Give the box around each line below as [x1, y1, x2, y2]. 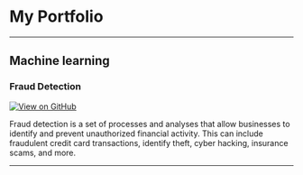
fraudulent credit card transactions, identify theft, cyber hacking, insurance [9, 137, 289, 148]
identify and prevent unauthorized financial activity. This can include [9, 128, 264, 139]
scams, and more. [9, 147, 77, 158]
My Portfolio [9, 6, 104, 27]
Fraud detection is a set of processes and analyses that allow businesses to [9, 118, 290, 129]
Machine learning [9, 53, 110, 69]
